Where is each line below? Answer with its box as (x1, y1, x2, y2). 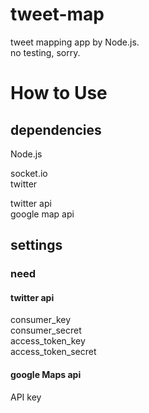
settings (10, 237, 63, 254)
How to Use (10, 82, 108, 105)
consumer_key (10, 314, 72, 326)
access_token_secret (10, 346, 97, 358)
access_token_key (10, 335, 86, 347)
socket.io (10, 167, 48, 179)
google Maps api (10, 369, 82, 381)
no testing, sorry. (10, 46, 81, 58)
